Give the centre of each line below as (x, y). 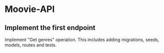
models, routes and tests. (31, 45)
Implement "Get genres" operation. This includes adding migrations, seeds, (82, 39)
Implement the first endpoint (50, 28)
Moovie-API (30, 9)
